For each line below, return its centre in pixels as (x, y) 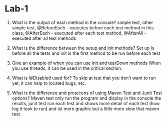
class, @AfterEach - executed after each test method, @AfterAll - (79, 33)
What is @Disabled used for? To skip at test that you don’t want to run (84, 78)
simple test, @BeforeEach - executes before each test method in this (83, 27)
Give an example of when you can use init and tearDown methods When (86, 63)
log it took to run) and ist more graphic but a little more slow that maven (85, 109)
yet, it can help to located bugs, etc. (49, 83)
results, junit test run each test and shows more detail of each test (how (86, 103)
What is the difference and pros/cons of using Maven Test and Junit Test (87, 93)
